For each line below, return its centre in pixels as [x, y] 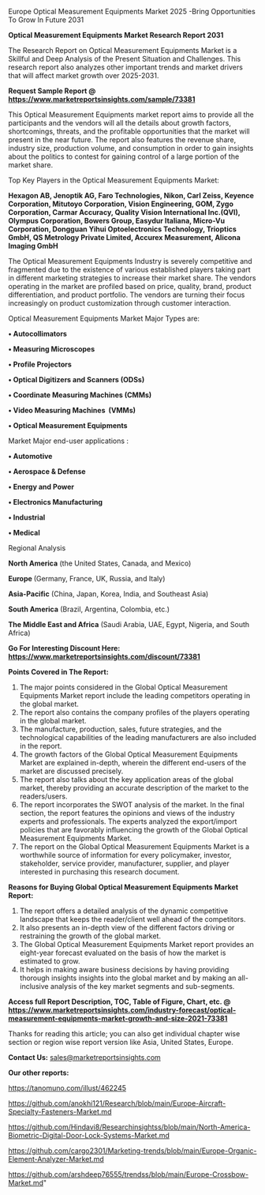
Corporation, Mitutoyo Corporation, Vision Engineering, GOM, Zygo [121, 204]
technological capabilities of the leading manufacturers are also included [138, 737]
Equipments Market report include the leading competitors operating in [135, 695]
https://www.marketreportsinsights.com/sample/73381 [102, 99]
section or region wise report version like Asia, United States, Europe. [121, 1042]
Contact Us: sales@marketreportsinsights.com [85, 1057]
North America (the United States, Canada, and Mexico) [100, 563]
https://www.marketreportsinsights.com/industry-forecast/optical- [122, 1010]
